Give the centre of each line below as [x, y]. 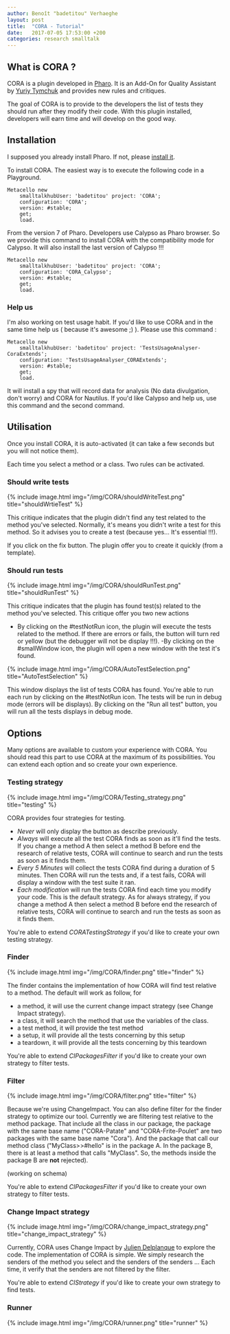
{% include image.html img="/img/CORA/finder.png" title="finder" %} [106, 972]
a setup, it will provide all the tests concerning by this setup [101, 1035]
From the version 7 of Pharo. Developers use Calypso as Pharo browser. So [114, 233]
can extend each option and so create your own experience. [92, 765]
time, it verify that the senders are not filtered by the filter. [89, 1269]
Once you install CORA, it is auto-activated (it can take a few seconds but [111, 443]
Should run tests [35, 571]
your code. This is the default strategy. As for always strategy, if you [114, 896]
